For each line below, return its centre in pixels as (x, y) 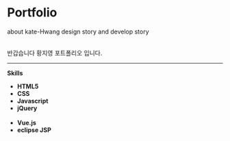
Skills (15, 73)
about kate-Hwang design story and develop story (78, 31)
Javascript (33, 101)
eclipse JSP (34, 130)
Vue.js (26, 123)
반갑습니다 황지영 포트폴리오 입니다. (55, 53)
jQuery (27, 108)
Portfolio (32, 13)
